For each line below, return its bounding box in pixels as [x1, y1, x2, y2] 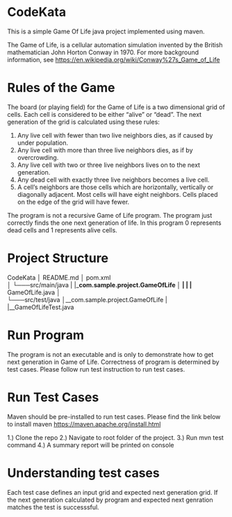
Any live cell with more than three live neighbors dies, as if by [17, 145, 193, 154]
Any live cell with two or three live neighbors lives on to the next [17, 161, 200, 169]
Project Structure [7, 250, 109, 267]
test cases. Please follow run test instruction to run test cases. [7, 365, 185, 373]
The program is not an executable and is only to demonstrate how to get [7, 350, 214, 358]
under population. [17, 138, 69, 147]
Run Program [7, 328, 85, 343]
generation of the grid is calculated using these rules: [7, 118, 160, 126]
